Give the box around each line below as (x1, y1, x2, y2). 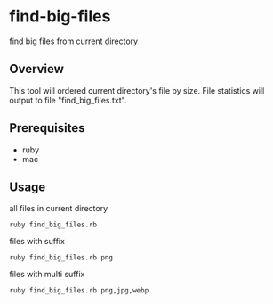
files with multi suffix (9, 269, 85, 280)
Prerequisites (9, 120, 85, 136)
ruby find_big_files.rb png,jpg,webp (9, 286, 149, 295)
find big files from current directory (9, 36, 139, 46)
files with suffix (9, 236, 65, 247)
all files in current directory (9, 203, 108, 214)
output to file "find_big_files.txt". (9, 94, 127, 105)
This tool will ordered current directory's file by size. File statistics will (9, 85, 265, 95)
